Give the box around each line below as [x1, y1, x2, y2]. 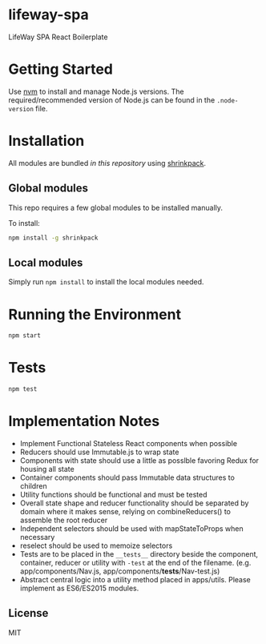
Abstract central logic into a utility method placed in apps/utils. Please [19, 574, 251, 584]
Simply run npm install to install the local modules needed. [8, 277, 204, 287]
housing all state [19, 464, 75, 473]
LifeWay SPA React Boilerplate [8, 32, 108, 42]
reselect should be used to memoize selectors [19, 541, 173, 550]
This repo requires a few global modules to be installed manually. [8, 203, 223, 212]
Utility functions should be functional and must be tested [19, 489, 208, 499]
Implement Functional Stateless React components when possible [19, 438, 238, 448]
